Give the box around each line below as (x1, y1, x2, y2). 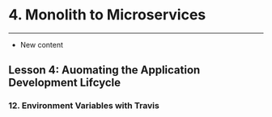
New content (19, 40, 63, 49)
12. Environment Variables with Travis (8, 100, 159, 111)
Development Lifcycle (8, 76, 121, 90)
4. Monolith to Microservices (8, 6, 206, 24)
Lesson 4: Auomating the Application (8, 63, 201, 77)
